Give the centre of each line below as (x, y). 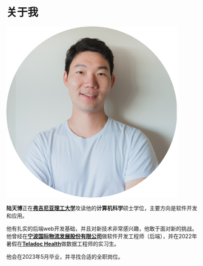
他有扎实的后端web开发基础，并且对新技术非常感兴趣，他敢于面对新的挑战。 (102, 228)
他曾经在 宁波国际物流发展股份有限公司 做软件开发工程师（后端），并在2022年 (102, 236)
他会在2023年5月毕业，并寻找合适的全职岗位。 (65, 256)
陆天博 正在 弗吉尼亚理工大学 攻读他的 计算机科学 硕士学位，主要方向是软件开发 (102, 208)
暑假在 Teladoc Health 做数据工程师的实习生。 (63, 244)
